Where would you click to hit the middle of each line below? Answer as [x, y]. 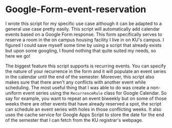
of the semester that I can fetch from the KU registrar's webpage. [74, 120]
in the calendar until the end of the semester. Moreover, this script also [80, 76]
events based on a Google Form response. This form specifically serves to [84, 34]
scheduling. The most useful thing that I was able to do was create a [77, 87]
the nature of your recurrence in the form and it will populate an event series [86, 71]
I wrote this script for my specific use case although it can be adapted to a [84, 23]
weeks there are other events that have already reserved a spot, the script [83, 104]
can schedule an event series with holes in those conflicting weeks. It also [83, 109]
